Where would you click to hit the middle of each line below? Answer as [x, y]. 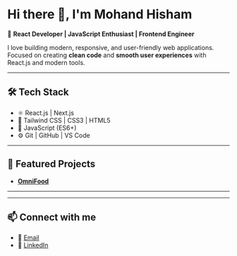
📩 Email [29, 238]
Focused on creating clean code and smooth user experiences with [107, 55]
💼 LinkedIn [33, 245]
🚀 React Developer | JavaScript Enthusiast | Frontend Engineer [101, 34]
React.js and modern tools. [47, 62]
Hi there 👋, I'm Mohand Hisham [100, 14]
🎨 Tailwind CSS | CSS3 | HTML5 [64, 120]
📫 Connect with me [52, 217]
